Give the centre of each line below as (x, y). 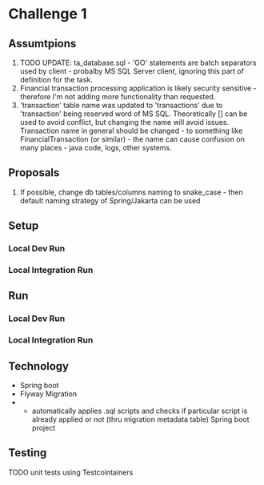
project (44, 428)
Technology (39, 366)
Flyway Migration (48, 394)
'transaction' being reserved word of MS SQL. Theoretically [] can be (134, 114)
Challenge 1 (48, 14)
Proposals (34, 173)
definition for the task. (56, 80)
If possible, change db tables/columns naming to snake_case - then (132, 192)
